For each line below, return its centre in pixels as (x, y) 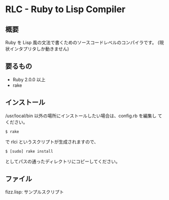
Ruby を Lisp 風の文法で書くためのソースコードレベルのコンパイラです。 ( (82, 42)
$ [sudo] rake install (29, 151)
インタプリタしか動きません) (39, 49)
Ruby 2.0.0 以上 (29, 79)
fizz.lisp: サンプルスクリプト (35, 192)
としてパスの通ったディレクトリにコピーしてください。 (63, 161)
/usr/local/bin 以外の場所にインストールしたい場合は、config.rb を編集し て (84, 116)
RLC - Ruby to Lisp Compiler (65, 9)
